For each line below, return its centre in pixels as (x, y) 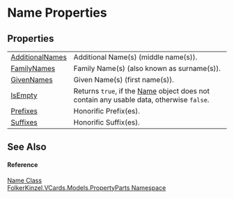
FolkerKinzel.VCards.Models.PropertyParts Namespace (87, 188)
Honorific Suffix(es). (107, 122)
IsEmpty (24, 95)
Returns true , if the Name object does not (142, 91)
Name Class (25, 180)
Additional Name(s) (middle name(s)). (135, 57)
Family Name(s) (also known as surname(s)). (147, 69)
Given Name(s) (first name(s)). (124, 80)
